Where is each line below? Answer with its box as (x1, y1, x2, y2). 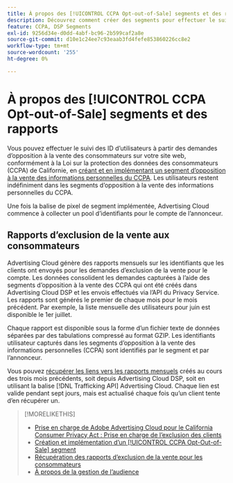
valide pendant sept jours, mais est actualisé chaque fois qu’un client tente (7, 388, 221, 397)
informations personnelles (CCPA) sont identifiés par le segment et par (7, 345, 209, 354)
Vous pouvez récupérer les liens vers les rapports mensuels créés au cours (7, 366, 223, 375)
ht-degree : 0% (7, 56, 49, 63)
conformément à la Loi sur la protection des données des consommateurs (7, 158, 218, 167)
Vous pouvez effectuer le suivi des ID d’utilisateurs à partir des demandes (7, 144, 218, 152)
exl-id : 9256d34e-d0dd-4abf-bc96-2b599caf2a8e (7, 29, 144, 37)
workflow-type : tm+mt (7, 42, 70, 49)
